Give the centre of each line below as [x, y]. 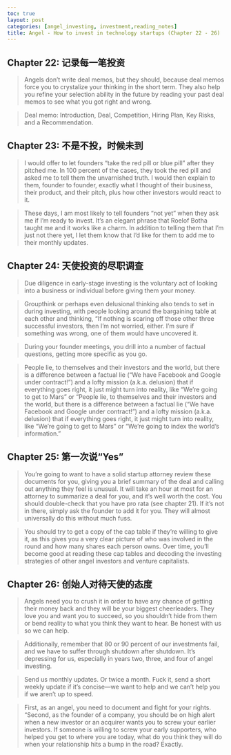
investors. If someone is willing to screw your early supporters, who [120, 729]
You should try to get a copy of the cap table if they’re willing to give [121, 531]
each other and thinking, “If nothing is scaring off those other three [119, 318]
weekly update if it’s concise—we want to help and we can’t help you [122, 687]
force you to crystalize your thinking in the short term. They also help [122, 87]
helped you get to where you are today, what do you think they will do [123, 737]
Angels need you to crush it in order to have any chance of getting [118, 602]
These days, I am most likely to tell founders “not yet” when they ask [121, 213]
